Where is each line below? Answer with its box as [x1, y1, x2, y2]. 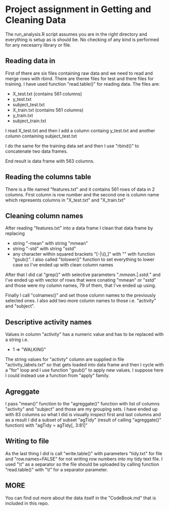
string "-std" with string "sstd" [12, 246, 76, 252]
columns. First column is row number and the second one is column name [5, 191, 159, 197]
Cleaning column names [5, 212, 83, 220]
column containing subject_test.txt [5, 133, 77, 139]
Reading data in [5, 57, 56, 65]
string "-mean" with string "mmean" [12, 240, 88, 247]
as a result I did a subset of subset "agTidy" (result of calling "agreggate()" [5, 417, 161, 423]
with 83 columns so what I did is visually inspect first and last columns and [5, 412, 161, 417]
